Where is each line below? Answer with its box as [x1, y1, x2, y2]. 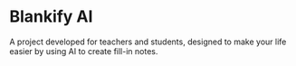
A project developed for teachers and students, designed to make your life [9, 36, 287, 47]
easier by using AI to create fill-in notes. [9, 45, 158, 56]
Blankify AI [9, 6, 93, 27]
